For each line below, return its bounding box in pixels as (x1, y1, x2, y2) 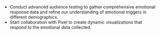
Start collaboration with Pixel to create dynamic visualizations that (9, 19, 142, 25)
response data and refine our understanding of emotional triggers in (9, 9, 147, 15)
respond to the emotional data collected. (9, 24, 91, 30)
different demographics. (9, 14, 59, 20)
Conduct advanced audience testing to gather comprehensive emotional (9, 4, 156, 10)
